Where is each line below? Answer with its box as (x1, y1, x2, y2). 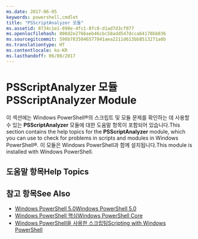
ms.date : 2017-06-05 (6, 8, 58, 15)
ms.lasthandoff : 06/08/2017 (6, 53, 76, 59)
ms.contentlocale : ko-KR (6, 48, 68, 54)
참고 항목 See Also (6, 188, 71, 199)
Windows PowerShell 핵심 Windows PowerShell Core (14, 212, 143, 219)
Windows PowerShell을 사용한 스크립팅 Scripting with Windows (14, 219, 166, 227)
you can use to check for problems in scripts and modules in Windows (6, 134, 178, 141)
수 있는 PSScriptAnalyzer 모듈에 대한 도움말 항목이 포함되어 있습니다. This (6, 121, 180, 128)
